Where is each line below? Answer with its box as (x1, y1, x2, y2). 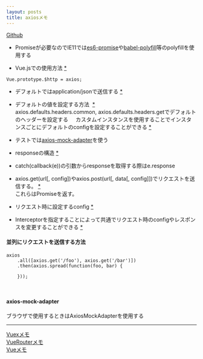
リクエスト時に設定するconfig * (14, 203, 94, 210)
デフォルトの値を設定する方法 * (14, 101, 95, 108)
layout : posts (6, 8, 42, 15)
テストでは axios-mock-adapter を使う (14, 136, 109, 143)
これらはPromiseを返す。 (14, 190, 77, 197)
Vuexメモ (6, 330, 30, 338)
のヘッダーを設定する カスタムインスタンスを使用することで (14, 116, 171, 123)
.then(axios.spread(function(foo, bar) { (17, 263, 123, 269)
